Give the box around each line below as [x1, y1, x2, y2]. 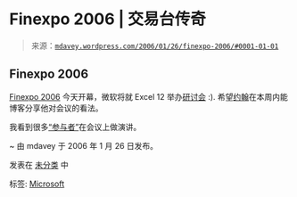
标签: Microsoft [9, 178, 65, 189]
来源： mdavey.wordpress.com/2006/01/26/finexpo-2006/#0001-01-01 [30, 40, 279, 51]
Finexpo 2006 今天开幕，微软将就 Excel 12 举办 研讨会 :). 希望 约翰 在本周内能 [9, 91, 288, 102]
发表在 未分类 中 [9, 159, 69, 170]
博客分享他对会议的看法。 [9, 103, 103, 113]
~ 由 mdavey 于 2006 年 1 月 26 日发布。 [9, 140, 159, 151]
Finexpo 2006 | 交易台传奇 [9, 9, 207, 29]
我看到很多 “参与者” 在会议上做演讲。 [9, 121, 142, 132]
